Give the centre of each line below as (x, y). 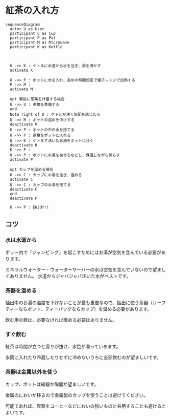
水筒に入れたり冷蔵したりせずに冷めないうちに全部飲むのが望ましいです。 (83, 358)
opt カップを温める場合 (32, 170)
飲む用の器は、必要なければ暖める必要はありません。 (61, 320)
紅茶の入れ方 (32, 10)
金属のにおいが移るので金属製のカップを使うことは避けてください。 (77, 395)
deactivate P (24, 198)
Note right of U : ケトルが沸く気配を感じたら (55, 114)
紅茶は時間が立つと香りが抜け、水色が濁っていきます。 (63, 347)
